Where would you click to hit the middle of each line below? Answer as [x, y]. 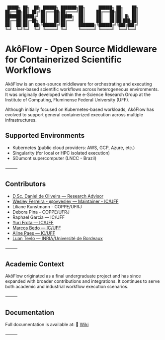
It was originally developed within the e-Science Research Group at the [78, 94]
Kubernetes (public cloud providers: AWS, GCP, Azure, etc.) [74, 148]
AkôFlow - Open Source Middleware [81, 49]
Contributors [26, 184]
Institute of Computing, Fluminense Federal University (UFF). [67, 99]
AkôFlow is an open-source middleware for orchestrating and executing [79, 84]
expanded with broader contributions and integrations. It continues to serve [82, 281]
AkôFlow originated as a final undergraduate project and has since [73, 276]
